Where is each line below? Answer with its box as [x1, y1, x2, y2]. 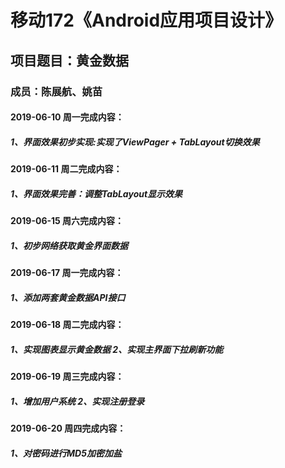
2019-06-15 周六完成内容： [10, 215, 125, 227]
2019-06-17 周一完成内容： [10, 267, 124, 278]
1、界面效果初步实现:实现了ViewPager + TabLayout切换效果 [10, 136, 260, 148]
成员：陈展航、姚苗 [10, 84, 103, 98]
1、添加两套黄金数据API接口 [10, 291, 126, 303]
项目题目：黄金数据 [10, 52, 129, 69]
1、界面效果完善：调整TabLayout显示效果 [10, 187, 183, 200]
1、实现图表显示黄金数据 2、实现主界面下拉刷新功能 [10, 343, 224, 355]
